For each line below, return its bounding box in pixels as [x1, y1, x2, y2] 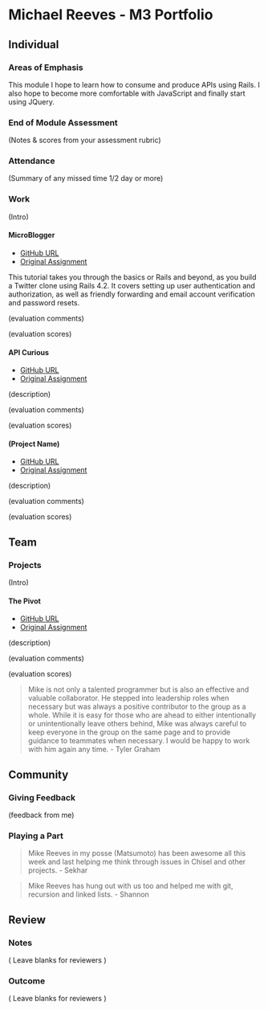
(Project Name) [8, 439, 60, 448]
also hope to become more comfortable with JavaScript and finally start [8, 88, 246, 98]
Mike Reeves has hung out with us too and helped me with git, [27, 881, 233, 891]
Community [8, 767, 69, 781]
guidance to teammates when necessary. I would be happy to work [27, 736, 250, 746]
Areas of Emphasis [8, 62, 83, 73]
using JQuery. [8, 96, 55, 106]
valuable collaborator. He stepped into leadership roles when [27, 693, 229, 703]
